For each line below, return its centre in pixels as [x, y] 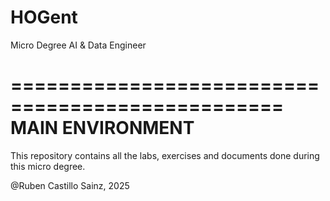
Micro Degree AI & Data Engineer [78, 45]
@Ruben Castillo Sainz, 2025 [70, 185]
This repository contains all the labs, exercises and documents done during [165, 155]
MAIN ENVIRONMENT [102, 128]
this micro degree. [48, 166]
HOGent [44, 17]
